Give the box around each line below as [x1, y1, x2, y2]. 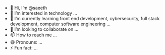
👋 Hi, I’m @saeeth [10, 5, 47, 11]
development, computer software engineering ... [10, 21, 111, 27]
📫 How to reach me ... [10, 32, 57, 38]
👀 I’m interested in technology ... [10, 10, 77, 16]
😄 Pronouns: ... [10, 39, 43, 45]
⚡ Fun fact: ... [10, 45, 38, 50]
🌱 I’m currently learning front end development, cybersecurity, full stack [10, 16, 160, 21]
